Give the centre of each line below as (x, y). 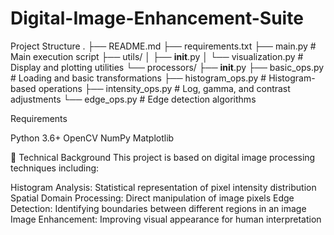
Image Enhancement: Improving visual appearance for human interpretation (166, 219)
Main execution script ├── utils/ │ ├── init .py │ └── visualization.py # (157, 56)
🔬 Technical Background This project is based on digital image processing (163, 157)
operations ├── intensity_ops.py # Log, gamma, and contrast (164, 88)
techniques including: (55, 168)
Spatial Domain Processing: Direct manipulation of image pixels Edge (152, 198)
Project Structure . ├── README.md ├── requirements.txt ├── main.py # (163, 46)
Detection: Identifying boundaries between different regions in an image (158, 208)
